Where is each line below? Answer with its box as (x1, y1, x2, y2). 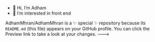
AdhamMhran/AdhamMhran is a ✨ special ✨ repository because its (5, 20, 146, 26)
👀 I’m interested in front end (12, 10, 71, 16)
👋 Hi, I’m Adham (12, 5, 47, 11)
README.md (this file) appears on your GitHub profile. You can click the (5, 26, 150, 31)
